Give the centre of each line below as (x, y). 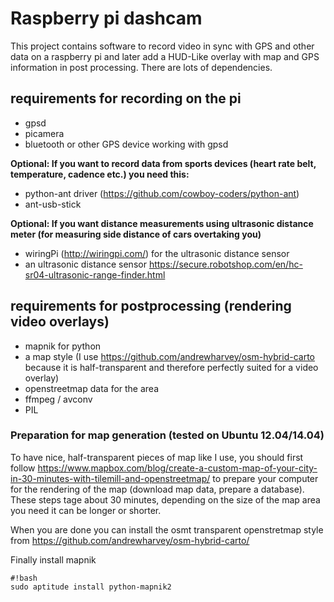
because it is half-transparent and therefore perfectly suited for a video (171, 367)
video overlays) (60, 322)
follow (23, 468)
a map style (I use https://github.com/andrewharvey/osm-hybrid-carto (169, 356)
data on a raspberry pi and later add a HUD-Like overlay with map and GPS (165, 56)
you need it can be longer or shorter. (86, 510)
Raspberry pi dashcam (106, 18)
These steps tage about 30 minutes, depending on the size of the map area (165, 499)
